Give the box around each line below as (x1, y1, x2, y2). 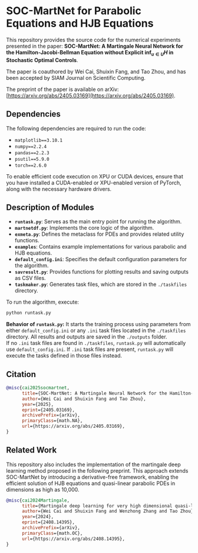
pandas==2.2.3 (14, 149, 49, 156)
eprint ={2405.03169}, (21, 406, 75, 413)
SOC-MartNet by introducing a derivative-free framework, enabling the (6, 473, 179, 480)
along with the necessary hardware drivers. (6, 185, 112, 193)
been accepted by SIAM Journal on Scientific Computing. (6, 74, 146, 81)
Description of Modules (6, 202, 94, 212)
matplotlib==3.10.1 (14, 137, 63, 143)
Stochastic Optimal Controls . (6, 56, 78, 63)
